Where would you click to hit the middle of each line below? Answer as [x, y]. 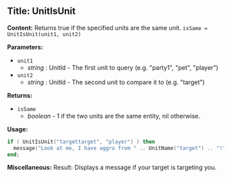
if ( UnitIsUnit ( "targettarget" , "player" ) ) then [81, 142]
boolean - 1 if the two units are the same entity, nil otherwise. [114, 116]
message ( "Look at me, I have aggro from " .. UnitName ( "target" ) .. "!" [120, 148]
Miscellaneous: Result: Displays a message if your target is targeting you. [112, 168]
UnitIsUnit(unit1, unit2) [44, 34]
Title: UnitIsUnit [41, 11]
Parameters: [25, 47]
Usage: [18, 129]
